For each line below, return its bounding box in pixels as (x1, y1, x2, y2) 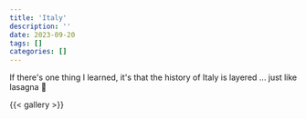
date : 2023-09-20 (9, 30, 76, 39)
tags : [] (9, 38, 43, 48)
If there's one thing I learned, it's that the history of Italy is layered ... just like (9, 72, 298, 83)
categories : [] (9, 47, 68, 56)
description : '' (9, 22, 71, 31)
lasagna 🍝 (9, 82, 47, 93)
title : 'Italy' (9, 13, 68, 23)
